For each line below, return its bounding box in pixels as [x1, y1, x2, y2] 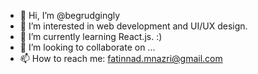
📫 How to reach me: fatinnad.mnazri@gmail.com [19, 53, 223, 64]
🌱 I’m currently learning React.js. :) [19, 31, 163, 42]
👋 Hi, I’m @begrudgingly [19, 10, 121, 21]
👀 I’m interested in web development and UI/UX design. [19, 20, 248, 32]
